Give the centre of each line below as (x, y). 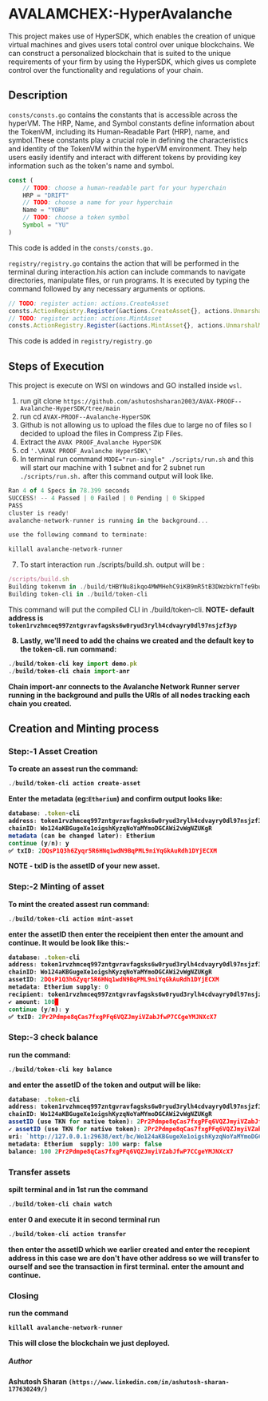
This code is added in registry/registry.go (81, 341)
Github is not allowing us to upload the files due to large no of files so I (136, 425)
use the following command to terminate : (78, 535)
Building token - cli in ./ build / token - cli (78, 594)
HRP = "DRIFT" (46, 195)
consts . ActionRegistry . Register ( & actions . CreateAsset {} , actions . (121, 311)
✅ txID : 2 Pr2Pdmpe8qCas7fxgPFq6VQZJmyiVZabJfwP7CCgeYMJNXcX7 (113, 1017)
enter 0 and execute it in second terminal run (84, 1219)
